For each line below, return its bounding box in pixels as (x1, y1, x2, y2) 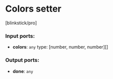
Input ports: (5, 32, 35, 39)
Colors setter (5, 3, 62, 15)
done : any (12, 68, 33, 74)
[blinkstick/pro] (5, 20, 37, 26)
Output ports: (5, 57, 40, 64)
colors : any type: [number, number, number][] (12, 44, 108, 50)
